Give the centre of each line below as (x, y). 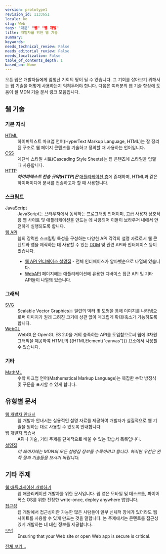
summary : (14, 38)
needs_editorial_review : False (37, 51)
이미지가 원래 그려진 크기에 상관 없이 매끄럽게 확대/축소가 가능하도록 (92, 317)
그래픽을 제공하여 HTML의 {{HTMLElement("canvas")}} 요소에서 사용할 (88, 341)
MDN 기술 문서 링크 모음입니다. (50, 92)
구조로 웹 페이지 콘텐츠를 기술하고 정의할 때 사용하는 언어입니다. (84, 147)
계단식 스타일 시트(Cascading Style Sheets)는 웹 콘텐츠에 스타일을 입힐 (87, 159)
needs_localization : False (33, 56)
